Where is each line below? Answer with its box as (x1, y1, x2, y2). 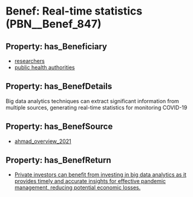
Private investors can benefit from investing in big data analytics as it (14, 171, 187, 178)
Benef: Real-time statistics (5, 4, 143, 18)
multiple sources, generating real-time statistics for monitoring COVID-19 (5, 104, 188, 111)
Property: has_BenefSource (5, 121, 113, 132)
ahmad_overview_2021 (14, 138, 71, 145)
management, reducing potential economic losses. (14, 184, 141, 192)
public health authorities (14, 64, 75, 71)
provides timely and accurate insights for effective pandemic (14, 178, 166, 185)
